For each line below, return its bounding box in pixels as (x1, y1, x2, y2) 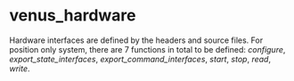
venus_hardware (9, 5, 136, 26)
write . (9, 63, 30, 74)
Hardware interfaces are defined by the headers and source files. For (9, 35, 264, 45)
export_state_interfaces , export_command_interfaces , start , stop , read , (9, 53, 272, 64)
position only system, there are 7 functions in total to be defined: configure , (9, 44, 286, 54)
